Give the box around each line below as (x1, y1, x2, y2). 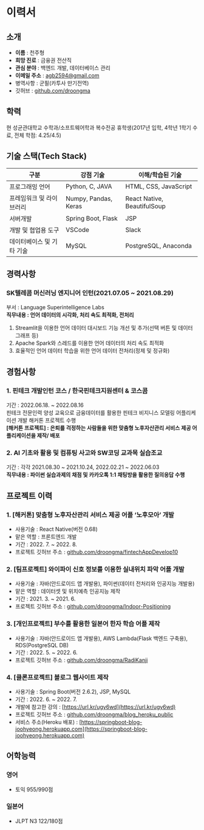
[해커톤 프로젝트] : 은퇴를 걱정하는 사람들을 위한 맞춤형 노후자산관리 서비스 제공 (6, 424, 191, 431)
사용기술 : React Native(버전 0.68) (15, 525, 98, 533)
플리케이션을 (6, 432, 36, 439)
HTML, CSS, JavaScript (125, 182, 192, 191)
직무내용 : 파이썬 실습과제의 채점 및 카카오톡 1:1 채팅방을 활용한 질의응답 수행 (6, 471, 185, 479)
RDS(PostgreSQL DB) (15, 641, 69, 649)
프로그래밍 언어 (9, 182, 50, 191)
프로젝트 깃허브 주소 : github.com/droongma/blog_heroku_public (15, 711, 174, 718)
